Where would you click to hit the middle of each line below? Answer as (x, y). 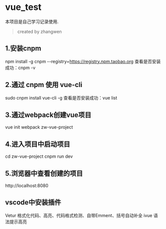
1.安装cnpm (23, 49)
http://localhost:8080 (27, 185)
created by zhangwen (39, 31)
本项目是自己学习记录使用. (32, 21)
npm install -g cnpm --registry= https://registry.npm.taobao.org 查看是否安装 (83, 61)
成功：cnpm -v (20, 67)
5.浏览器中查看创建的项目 (44, 173)
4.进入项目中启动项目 (38, 144)
